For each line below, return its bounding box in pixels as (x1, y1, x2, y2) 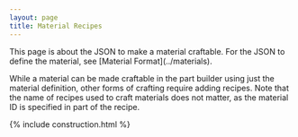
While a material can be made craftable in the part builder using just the (9, 73, 275, 83)
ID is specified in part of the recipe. (9, 101, 140, 112)
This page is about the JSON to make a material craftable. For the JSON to (9, 46, 285, 56)
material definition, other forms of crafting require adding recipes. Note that (9, 82, 290, 93)
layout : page (9, 13, 59, 22)
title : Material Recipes (9, 21, 103, 30)
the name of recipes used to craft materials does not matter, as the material (9, 91, 289, 103)
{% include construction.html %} (9, 118, 131, 130)
